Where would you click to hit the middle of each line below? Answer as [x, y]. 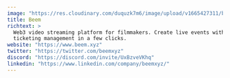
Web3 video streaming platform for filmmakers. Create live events [112, 32]
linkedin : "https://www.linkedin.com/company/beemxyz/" [88, 64]
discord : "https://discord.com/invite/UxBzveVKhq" [81, 58]
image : [16, 13]
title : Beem [24, 20]
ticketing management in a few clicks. [70, 39]
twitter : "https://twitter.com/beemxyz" [66, 52]
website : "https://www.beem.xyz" [55, 45]
